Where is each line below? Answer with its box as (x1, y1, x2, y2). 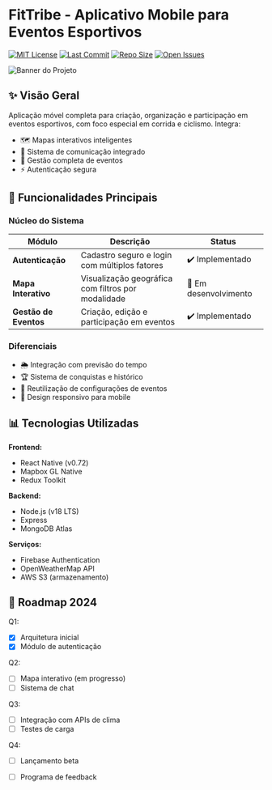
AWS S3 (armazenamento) (19, 572, 109, 582)
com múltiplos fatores (80, 260, 164, 271)
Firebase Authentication (19, 554, 100, 564)
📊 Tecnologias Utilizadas (8, 417, 139, 431)
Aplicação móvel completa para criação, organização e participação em (8, 110, 249, 120)
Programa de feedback (19, 771, 97, 782)
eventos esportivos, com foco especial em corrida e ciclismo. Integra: (8, 119, 241, 129)
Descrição (109, 236, 151, 248)
